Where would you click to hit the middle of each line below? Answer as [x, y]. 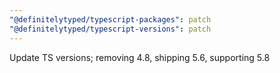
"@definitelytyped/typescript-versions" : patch [110, 29]
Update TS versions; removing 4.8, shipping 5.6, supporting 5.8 [140, 57]
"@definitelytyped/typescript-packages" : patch [110, 19]
